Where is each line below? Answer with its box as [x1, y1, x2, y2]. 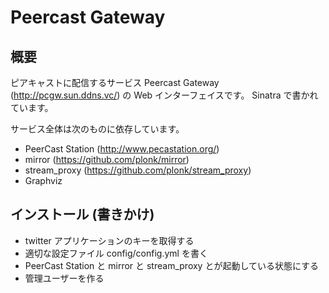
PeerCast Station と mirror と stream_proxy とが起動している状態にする [24, 259, 320, 271]
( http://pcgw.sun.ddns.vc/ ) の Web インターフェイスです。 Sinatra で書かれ [10, 89, 319, 101]
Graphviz [24, 175, 63, 186]
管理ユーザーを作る [24, 272, 105, 284]
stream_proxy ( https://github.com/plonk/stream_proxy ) [24, 164, 252, 176]
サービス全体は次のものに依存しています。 [10, 123, 185, 135]
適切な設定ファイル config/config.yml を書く [24, 247, 208, 259]
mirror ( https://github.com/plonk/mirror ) [24, 154, 190, 165]
